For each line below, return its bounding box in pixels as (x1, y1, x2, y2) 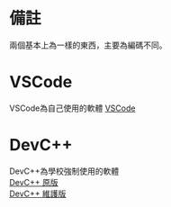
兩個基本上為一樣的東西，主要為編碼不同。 (9, 40, 167, 50)
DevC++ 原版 (9, 176, 58, 187)
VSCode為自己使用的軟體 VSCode (9, 103, 136, 113)
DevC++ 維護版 (9, 188, 67, 199)
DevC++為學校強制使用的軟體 (9, 166, 120, 176)
